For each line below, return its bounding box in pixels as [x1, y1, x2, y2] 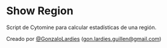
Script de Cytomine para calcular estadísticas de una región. [6, 24, 157, 31]
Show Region [6, 4, 74, 18]
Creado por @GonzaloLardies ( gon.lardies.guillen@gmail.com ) [6, 35, 162, 42]
